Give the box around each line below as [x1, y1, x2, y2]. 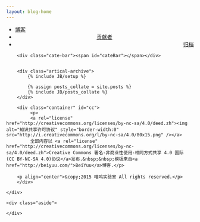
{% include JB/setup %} [27, 73, 86, 79]
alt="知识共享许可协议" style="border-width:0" [6, 126, 119, 133]
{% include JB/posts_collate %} [27, 89, 108, 95]
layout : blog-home [6, 8, 52, 15]
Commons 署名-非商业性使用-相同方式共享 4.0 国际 [72, 149, 184, 155]
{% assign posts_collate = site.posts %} [27, 84, 132, 90]
